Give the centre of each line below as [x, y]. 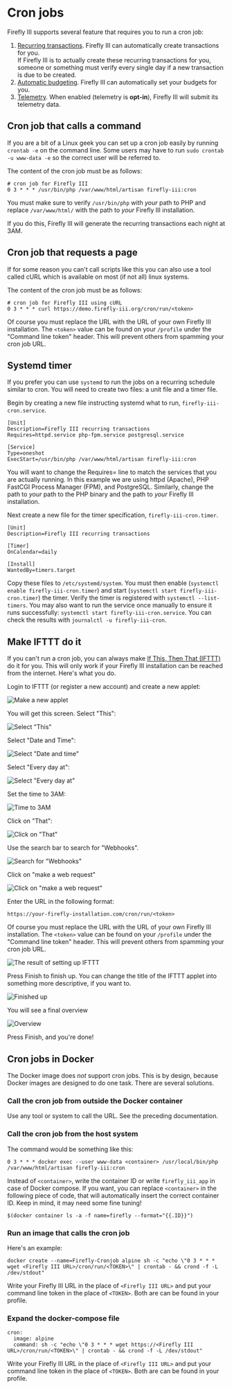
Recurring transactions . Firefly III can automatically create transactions [118, 45]
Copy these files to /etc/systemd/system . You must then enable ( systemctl [113, 583]
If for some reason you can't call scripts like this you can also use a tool [109, 269]
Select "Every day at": [39, 767]
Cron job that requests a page [72, 253]
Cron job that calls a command [74, 126]
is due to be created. [47, 75]
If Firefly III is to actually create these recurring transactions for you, [114, 60]
